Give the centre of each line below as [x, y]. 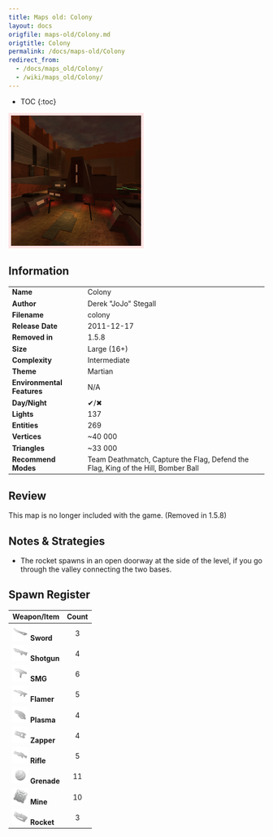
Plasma [43, 720]
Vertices [27, 436]
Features [27, 392]
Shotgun [45, 658]
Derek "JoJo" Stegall [122, 303]
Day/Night [29, 402]
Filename [28, 314]
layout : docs [30, 26]
